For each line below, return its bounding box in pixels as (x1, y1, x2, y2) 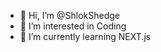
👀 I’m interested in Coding (19, 20, 127, 32)
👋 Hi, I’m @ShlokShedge (19, 10, 120, 21)
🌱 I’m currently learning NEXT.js (19, 31, 152, 42)
